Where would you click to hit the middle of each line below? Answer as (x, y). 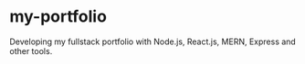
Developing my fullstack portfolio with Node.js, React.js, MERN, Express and (153, 41)
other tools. (31, 50)
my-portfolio (58, 17)
